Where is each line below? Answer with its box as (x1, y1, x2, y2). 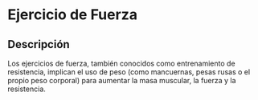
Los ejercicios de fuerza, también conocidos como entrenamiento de (7, 58, 235, 68)
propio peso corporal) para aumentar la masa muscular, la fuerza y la (7, 76, 236, 85)
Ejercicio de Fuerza (7, 6, 138, 24)
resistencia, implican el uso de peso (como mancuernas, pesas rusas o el (7, 67, 251, 77)
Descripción (7, 38, 70, 51)
